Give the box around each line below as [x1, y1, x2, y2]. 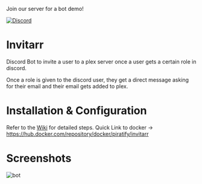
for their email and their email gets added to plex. [6, 82, 128, 90]
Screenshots [6, 151, 72, 165]
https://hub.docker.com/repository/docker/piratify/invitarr [6, 130, 149, 137]
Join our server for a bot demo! [6, 5, 84, 12]
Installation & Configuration [6, 104, 147, 117]
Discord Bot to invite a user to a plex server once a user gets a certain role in [6, 57, 197, 65]
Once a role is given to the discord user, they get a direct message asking [6, 76, 189, 84]
